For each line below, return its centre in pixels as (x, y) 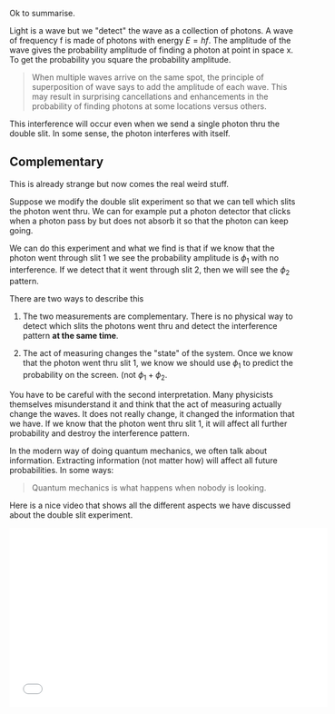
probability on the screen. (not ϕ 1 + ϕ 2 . (95, 376)
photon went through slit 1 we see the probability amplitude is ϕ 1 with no (144, 258)
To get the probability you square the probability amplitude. (120, 59)
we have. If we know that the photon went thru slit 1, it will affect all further (148, 423)
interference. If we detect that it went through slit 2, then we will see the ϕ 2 (150, 270)
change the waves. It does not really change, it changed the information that (152, 414)
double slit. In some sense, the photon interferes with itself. (120, 134)
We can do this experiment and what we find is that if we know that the (142, 248)
